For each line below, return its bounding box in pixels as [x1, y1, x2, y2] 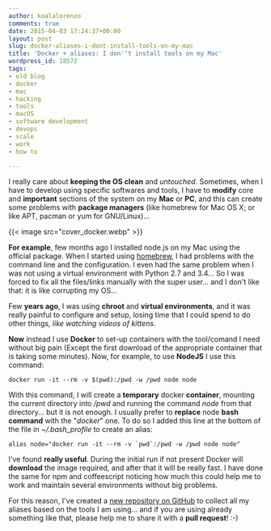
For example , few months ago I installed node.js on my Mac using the [8, 242, 241, 252]
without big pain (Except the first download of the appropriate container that [8, 343, 263, 353]
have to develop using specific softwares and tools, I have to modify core [8, 186, 254, 195]
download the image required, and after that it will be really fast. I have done [8, 463, 264, 473]
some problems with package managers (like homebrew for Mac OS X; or [8, 203, 256, 212]
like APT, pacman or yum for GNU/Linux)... [8, 212, 150, 221]
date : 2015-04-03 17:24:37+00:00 [8, 27, 121, 35]
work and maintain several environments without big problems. [8, 480, 218, 490]
